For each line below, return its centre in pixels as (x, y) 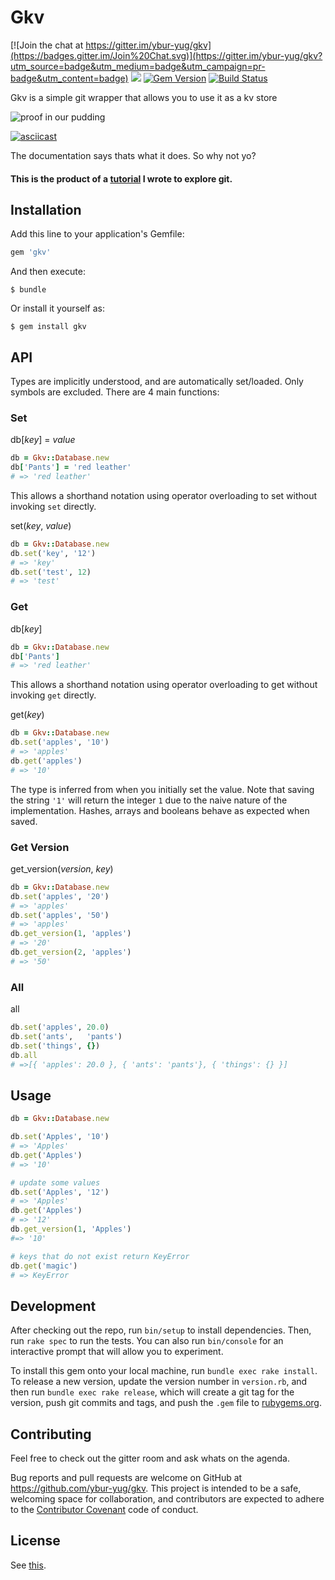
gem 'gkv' (31, 252)
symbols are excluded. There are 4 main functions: (115, 392)
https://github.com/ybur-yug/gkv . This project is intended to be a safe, (156, 1488)
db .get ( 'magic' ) (44, 1266)
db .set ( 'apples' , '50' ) (60, 915)
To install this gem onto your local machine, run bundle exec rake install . (164, 1371)
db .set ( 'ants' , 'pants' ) (66, 1036)
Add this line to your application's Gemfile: (97, 234)
